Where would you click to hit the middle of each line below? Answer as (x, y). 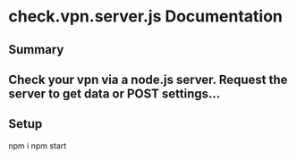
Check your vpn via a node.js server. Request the (148, 79)
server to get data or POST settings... (115, 93)
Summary (36, 50)
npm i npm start (38, 146)
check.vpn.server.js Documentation (145, 17)
